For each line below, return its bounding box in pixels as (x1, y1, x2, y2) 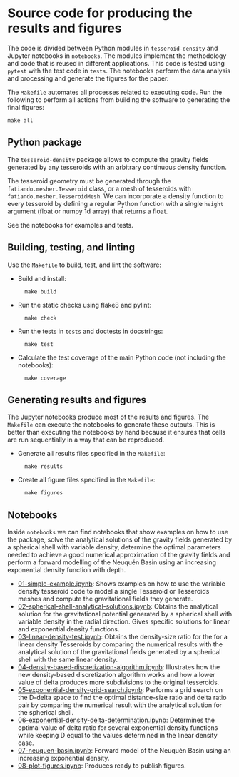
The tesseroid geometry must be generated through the (7, 176, 171, 185)
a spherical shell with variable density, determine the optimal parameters (7, 543, 221, 552)
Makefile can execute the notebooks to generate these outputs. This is (7, 420, 215, 429)
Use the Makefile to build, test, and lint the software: (7, 260, 162, 269)
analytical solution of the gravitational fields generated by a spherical (17, 648, 221, 656)
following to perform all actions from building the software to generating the (7, 95, 230, 104)
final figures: (7, 103, 45, 111)
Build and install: (17, 274, 66, 283)
